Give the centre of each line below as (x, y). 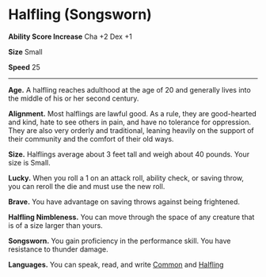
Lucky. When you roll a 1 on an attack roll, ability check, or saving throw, (126, 178)
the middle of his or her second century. (74, 98)
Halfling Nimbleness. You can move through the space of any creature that (131, 217)
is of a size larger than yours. (55, 225)
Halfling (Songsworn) (80, 15)
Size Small (25, 51)
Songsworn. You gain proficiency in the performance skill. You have (120, 241)
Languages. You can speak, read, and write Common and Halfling (116, 264)
